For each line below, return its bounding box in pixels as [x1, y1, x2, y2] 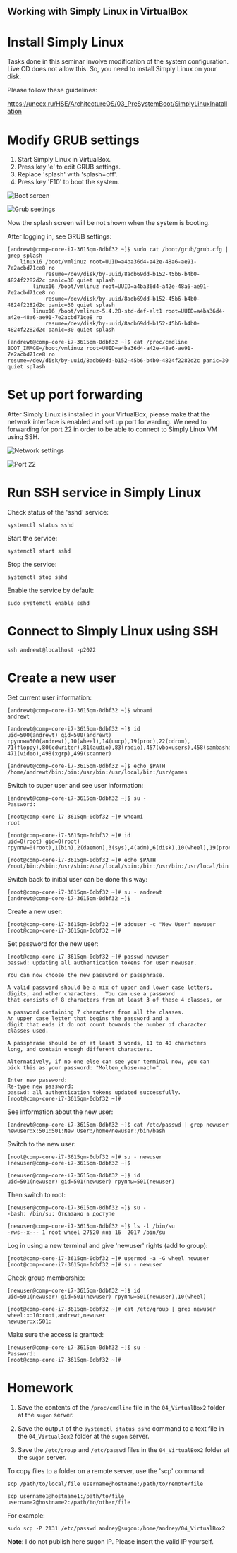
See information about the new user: [7, 1108, 114, 1116]
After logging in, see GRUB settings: [7, 232, 111, 241]
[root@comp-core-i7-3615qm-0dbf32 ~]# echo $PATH [7, 857, 157, 864]
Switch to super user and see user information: [7, 781, 144, 790]
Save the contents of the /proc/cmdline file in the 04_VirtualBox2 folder [17, 1403, 226, 1411]
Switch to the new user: [7, 1140, 76, 1149]
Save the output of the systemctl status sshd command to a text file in [17, 1424, 224, 1432]
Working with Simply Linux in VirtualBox [7, 6, 188, 18]
